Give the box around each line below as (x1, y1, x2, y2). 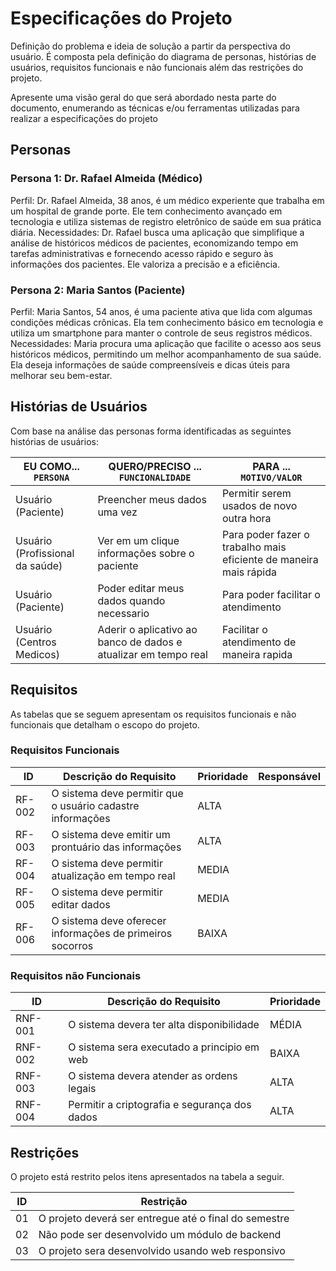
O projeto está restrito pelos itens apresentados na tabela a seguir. (10, 1170, 285, 1182)
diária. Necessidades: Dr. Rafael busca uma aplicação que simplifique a (10, 226, 305, 238)
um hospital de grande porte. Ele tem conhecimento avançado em (10, 205, 283, 217)
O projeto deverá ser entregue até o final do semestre (38, 1211, 290, 1225)
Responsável (258, 769, 321, 783)
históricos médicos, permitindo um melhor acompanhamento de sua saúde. (10, 348, 322, 360)
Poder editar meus (97, 581, 185, 595)
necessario (97, 606, 150, 620)
